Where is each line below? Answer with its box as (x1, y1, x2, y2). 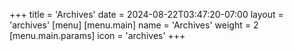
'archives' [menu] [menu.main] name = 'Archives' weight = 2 (9, 19, 259, 31)
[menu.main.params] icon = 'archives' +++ (9, 30, 186, 41)
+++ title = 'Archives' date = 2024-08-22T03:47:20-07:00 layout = (9, 9, 284, 20)
